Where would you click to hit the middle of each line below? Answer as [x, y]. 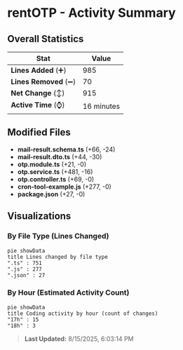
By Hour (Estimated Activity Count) [68, 292]
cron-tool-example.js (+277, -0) [65, 187]
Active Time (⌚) [38, 105]
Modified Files [39, 132]
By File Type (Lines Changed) [58, 236]
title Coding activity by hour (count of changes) [83, 314]
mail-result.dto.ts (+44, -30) [60, 156]
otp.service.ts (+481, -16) [55, 171]
